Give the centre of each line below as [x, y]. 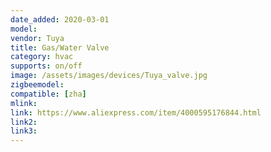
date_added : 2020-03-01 [60, 19]
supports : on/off [46, 66]
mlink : [24, 103]
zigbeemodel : [37, 85]
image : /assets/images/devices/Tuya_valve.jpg [109, 76]
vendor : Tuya [37, 38]
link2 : [24, 122]
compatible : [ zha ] [48, 94]
